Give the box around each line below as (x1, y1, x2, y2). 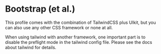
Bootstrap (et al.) (5, 3, 76, 15)
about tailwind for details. (5, 44, 56, 50)
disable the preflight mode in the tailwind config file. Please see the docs (5, 39, 152, 45)
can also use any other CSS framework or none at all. (5, 24, 113, 30)
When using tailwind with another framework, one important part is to (5, 34, 146, 40)
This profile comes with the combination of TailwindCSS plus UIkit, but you (5, 19, 156, 25)
